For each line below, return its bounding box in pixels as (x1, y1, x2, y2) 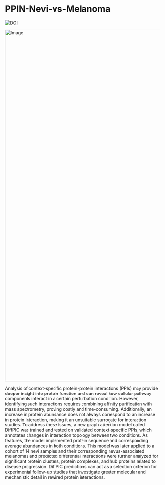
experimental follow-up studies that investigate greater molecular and (5, 469, 146, 475)
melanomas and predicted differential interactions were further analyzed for (5, 453, 159, 459)
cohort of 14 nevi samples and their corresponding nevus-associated (5, 448, 145, 454)
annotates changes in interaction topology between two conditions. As (5, 432, 148, 438)
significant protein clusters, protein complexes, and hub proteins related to (5, 458, 156, 464)
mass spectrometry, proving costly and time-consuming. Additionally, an (5, 406, 152, 412)
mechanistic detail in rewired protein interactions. (5, 474, 105, 480)
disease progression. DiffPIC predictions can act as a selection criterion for (5, 463, 157, 469)
